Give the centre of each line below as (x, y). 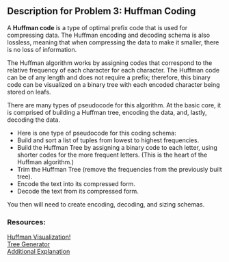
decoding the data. (33, 120)
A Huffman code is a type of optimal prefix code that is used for (97, 27)
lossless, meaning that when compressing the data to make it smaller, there (113, 42)
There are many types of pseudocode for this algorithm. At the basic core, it (114, 105)
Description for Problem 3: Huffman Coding (102, 11)
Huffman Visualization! (39, 237)
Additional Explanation (39, 252)
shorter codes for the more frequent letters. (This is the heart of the (112, 155)
